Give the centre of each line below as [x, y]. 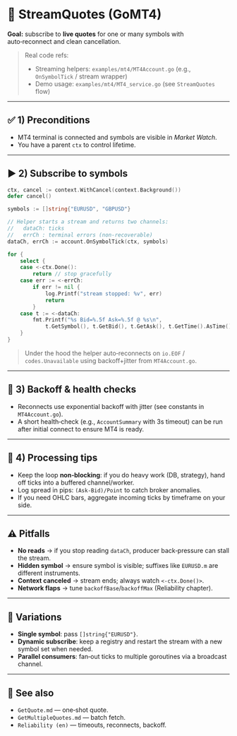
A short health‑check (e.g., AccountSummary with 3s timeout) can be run [120, 421]
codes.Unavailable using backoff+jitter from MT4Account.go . [111, 360]
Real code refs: [47, 55]
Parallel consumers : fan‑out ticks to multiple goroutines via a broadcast [122, 657]
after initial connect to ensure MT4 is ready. [81, 429]
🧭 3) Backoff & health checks [72, 390]
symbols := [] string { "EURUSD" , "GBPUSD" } [69, 209]
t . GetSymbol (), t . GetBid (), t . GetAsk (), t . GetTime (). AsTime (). [140, 327]
